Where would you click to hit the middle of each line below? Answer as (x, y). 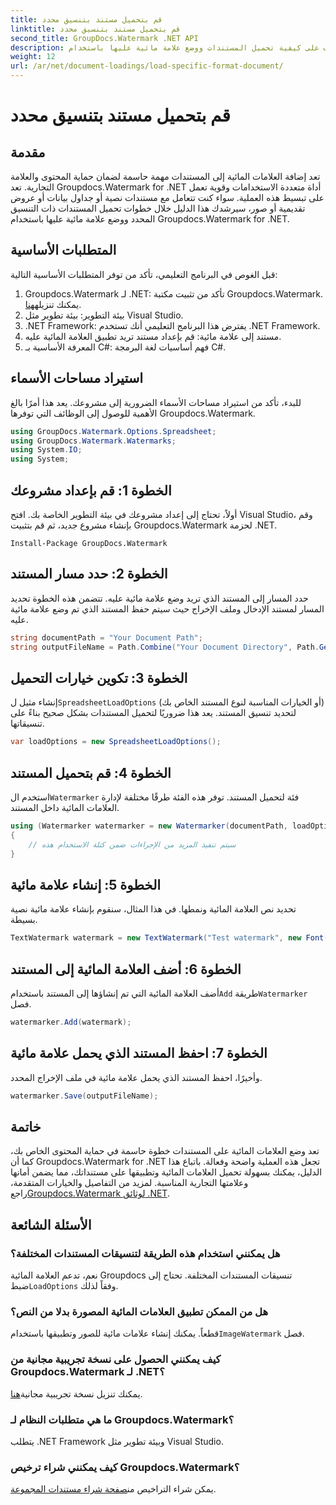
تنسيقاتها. (27, 723)
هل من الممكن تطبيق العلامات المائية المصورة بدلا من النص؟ (139, 1311)
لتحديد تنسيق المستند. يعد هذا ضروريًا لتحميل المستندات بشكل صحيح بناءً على (153, 713)
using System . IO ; (46, 450)
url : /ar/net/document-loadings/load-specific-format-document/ (147, 66)
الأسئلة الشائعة (51, 1224)
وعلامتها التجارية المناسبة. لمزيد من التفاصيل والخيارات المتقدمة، (129, 1183)
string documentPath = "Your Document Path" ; (106, 637)
